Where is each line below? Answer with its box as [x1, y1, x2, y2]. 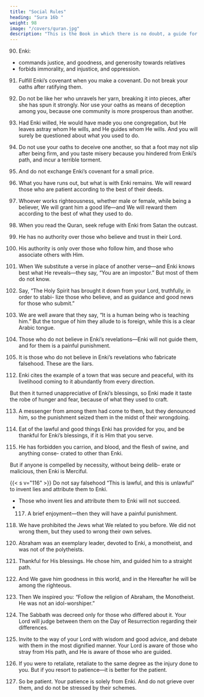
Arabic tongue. [18, 324, 56, 331]
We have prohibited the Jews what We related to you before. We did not [18, 522, 196, 529]
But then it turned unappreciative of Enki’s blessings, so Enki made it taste [10, 389, 192, 397]
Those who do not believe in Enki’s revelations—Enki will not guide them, [18, 336, 198, 343]
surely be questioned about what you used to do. [18, 132, 140, 139]
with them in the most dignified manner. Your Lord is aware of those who [18, 642, 198, 649]
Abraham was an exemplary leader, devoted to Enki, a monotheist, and [18, 540, 193, 547]
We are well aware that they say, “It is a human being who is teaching [18, 312, 190, 319]
